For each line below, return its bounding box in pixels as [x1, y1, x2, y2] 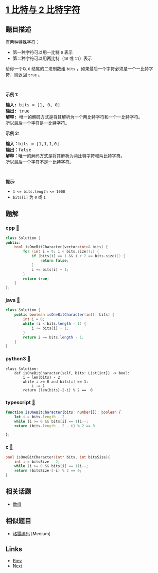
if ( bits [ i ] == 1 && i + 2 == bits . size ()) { [31, 253, 126, 259]
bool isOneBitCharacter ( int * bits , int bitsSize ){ [5, 455, 110, 459]
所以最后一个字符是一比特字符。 [5, 120, 70, 126]
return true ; [23, 276, 50, 281]
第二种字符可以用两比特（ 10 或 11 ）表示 [12, 55, 92, 61]
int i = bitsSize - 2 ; [14, 459, 60, 464]
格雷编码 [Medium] [12, 530, 51, 537]
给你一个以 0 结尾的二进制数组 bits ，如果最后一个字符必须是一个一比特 [5, 66, 149, 71]
